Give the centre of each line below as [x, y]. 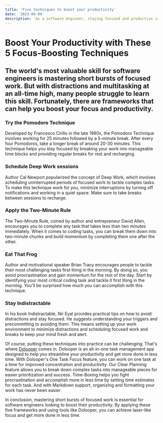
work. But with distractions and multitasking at [77, 86]
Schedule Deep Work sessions [42, 167]
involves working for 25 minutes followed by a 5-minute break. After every [79, 139]
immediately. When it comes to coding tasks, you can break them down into [81, 231]
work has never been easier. [33, 390]
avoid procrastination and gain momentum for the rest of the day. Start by [78, 275]
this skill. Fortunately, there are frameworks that [79, 101]
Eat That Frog [21, 254]
